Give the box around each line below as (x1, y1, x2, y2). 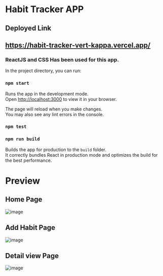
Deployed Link (5, 24, 52, 32)
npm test (5, 124, 27, 130)
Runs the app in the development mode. (5, 90, 89, 97)
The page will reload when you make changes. (5, 106, 103, 112)
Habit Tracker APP (5, 4, 84, 15)
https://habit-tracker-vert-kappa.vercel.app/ (5, 41, 151, 49)
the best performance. (5, 157, 52, 163)
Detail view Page (5, 251, 59, 260)
